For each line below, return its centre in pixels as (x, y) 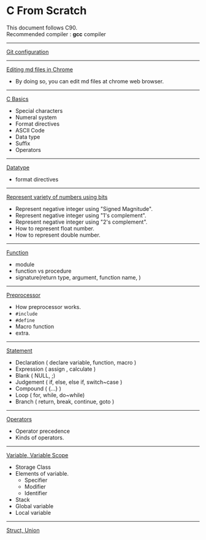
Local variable (33, 512)
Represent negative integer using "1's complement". (81, 215)
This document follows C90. (42, 28)
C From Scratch (47, 11)
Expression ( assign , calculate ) (55, 369)
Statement (19, 351)
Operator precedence (43, 431)
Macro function (35, 326)
